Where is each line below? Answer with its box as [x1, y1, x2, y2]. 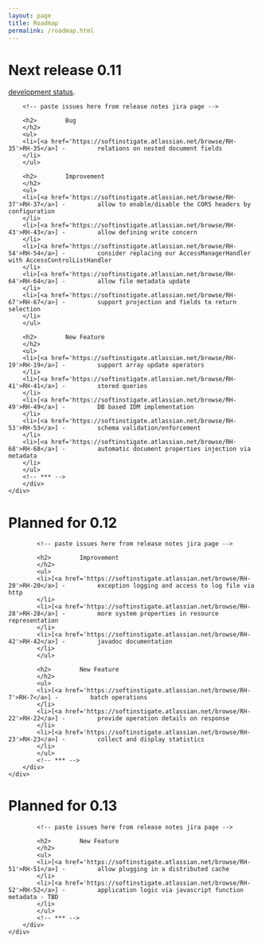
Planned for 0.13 [8, 797, 118, 815]
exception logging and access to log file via [96, 582, 255, 590]
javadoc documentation [96, 638, 173, 646]
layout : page [8, 11, 52, 20]
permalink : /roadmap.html [8, 26, 94, 34]
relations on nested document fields [96, 145, 223, 153]
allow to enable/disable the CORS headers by [96, 200, 251, 208]
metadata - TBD [8, 893, 59, 901]
